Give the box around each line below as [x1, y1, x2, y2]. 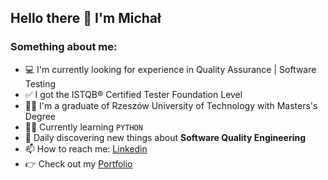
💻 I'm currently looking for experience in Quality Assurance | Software [24, 63, 317, 75]
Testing [24, 77, 57, 90]
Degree [24, 110, 57, 122]
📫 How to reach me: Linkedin [24, 142, 148, 155]
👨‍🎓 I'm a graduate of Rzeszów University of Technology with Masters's [24, 99, 318, 111]
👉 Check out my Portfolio [24, 157, 133, 170]
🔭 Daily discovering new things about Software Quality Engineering [24, 131, 307, 143]
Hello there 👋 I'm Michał [10, 10, 162, 27]
